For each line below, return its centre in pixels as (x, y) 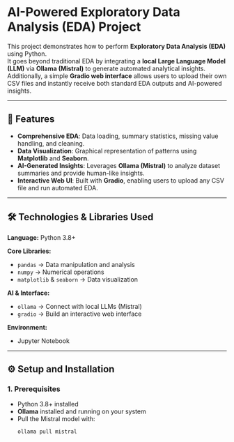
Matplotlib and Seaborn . (53, 158)
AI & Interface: (29, 293)
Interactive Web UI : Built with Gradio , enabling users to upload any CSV (121, 180)
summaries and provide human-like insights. (81, 173)
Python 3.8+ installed (48, 404)
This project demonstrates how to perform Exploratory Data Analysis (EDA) (117, 46)
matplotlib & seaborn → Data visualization (77, 279)
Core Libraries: (29, 251)
